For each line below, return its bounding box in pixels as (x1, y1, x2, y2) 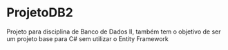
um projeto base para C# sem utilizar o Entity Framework (6, 34, 169, 42)
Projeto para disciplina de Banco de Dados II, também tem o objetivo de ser (6, 27, 221, 36)
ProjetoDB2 (6, 5, 73, 21)
